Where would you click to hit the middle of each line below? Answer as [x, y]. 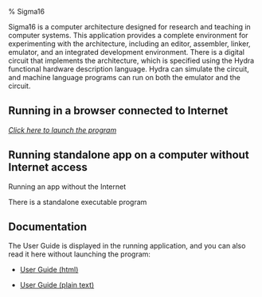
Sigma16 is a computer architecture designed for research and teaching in [129, 27]
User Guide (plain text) [57, 285]
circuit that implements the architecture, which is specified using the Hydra [131, 60]
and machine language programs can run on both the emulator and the [125, 77]
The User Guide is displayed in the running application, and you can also [127, 246]
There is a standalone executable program [78, 202]
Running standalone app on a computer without [129, 155]
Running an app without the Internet [67, 187]
